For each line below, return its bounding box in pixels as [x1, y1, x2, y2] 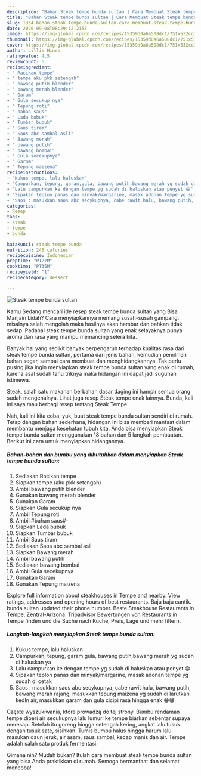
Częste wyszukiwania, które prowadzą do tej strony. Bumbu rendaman [7, 708, 180, 715]
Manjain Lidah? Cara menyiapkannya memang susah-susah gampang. [7, 314, 180, 321]
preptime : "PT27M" [7, 258, 52, 264]
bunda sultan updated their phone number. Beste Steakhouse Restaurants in [7, 604, 194, 611]
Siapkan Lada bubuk [15, 523, 66, 530]
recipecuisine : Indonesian [7, 252, 74, 258]
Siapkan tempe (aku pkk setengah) [15, 478, 101, 486]
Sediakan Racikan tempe [15, 472, 77, 480]
